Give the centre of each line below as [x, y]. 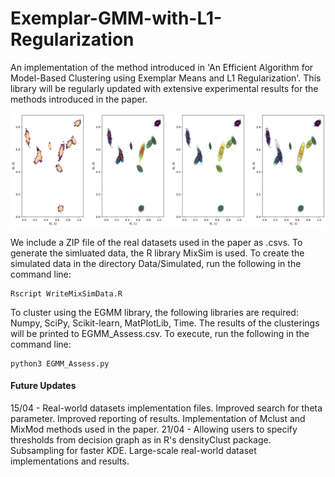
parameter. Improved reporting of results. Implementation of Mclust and [158, 418]
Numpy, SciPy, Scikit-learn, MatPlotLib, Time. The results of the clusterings [165, 323]
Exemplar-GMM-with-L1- [116, 18]
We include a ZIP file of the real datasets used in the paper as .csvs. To [156, 242]
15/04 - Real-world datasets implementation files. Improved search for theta [166, 408]
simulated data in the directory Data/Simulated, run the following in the [156, 263]
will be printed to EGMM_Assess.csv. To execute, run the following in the [160, 333]
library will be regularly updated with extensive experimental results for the [164, 88]
